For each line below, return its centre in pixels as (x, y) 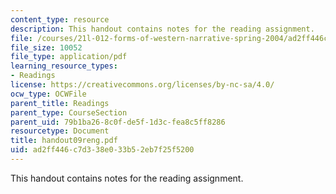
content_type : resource (60, 19)
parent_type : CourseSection (69, 112)
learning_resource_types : (64, 66)
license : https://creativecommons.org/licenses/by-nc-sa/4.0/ (142, 85)
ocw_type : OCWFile (48, 94)
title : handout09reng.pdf (64, 141)
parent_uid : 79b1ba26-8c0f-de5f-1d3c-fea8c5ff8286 (118, 122)
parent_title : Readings (60, 103)
